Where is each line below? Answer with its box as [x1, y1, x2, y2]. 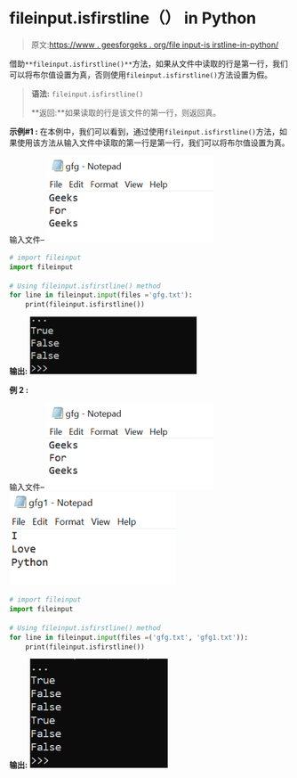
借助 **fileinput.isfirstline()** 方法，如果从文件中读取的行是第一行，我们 [9, 58, 289, 69]
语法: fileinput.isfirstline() [30, 88, 144, 99]
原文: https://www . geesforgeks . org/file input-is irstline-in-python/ [30, 39, 279, 50]
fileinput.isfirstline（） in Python [9, 8, 256, 29]
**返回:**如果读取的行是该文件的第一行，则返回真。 [30, 107, 221, 118]
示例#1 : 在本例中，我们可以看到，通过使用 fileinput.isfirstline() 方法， [9, 126, 280, 136]
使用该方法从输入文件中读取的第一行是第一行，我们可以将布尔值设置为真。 [16, 137, 290, 148]
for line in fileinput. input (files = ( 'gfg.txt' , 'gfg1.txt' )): [9, 633, 249, 642]
